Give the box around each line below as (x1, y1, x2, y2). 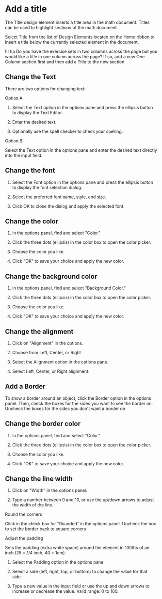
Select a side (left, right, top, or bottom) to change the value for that (12, 568, 147, 575)
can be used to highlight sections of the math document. (5, 24, 118, 30)
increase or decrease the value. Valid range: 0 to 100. (12, 588, 119, 594)
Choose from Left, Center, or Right (12, 350, 81, 355)
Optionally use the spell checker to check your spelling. (12, 128, 123, 134)
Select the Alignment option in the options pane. (12, 359, 109, 364)
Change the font (5, 166, 55, 175)
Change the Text (5, 73, 56, 81)
